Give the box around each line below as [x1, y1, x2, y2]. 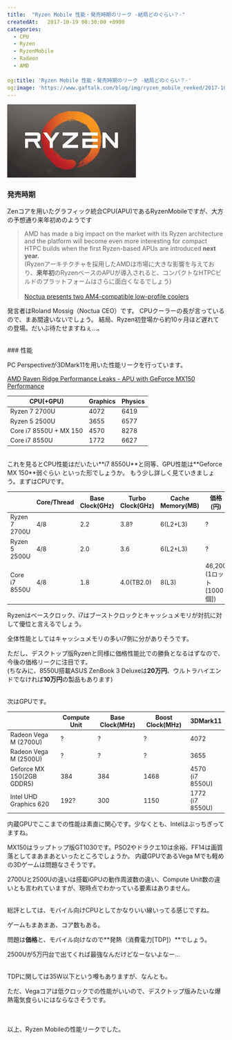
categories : [7, 26, 41, 33]
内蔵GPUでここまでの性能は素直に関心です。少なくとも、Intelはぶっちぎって [7, 820, 224, 828]
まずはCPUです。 [19, 477, 68, 485]
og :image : [7, 84, 36, 91]
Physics [121, 397, 145, 405]
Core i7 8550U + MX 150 [10, 426, 84, 434]
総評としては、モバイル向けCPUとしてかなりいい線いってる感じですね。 [7, 906, 213, 915]
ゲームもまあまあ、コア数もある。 [7, 921, 104, 929]
